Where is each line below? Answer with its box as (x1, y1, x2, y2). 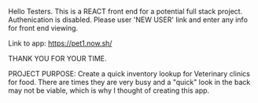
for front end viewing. (8, 24, 79, 32)
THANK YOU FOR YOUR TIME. (8, 54, 107, 63)
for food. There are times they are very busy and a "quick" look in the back (8, 78, 251, 86)
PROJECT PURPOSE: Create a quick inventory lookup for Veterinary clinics (8, 69, 250, 78)
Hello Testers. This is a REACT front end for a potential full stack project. (8, 7, 243, 16)
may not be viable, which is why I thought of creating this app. (8, 86, 210, 95)
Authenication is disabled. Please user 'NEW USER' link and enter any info (8, 15, 248, 24)
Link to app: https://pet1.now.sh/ (8, 39, 112, 48)
